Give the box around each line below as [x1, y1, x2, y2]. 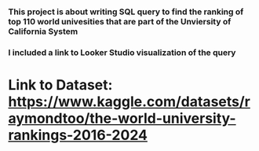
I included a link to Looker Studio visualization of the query [8, 46, 236, 57]
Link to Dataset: [8, 76, 113, 94]
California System [8, 26, 78, 37]
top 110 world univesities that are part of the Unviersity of [8, 16, 232, 27]
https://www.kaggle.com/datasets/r [8, 93, 251, 111]
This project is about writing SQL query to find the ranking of [8, 6, 244, 17]
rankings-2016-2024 [8, 127, 148, 144]
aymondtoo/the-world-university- [8, 109, 237, 127]
